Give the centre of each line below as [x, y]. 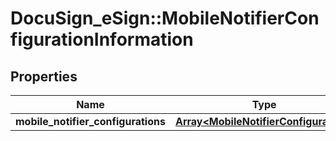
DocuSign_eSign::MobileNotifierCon [165, 18]
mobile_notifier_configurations [90, 121]
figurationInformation [102, 39]
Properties [44, 76]
